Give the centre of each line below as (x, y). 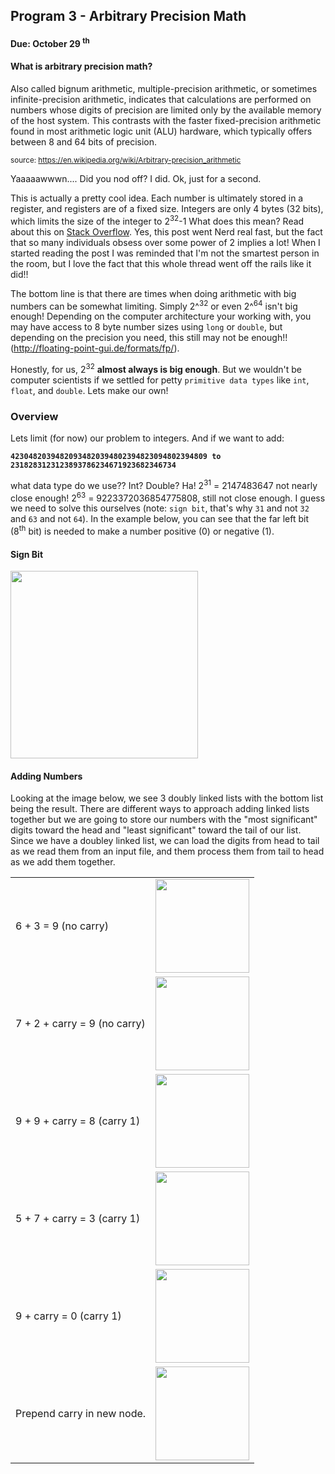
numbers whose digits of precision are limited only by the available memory (166, 110)
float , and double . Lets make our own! (89, 390)
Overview (34, 416)
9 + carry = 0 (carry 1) (68, 1316)
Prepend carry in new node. (81, 1414)
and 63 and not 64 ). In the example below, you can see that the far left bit (160, 519)
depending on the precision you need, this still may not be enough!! (149, 338)
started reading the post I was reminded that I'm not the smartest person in (165, 253)
